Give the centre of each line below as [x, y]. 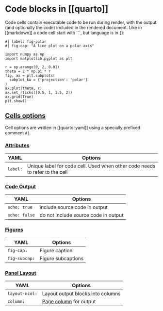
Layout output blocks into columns [81, 294]
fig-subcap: [21, 258]
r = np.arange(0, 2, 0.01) [32, 67]
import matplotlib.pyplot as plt [39, 58]
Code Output [21, 186]
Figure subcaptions [62, 258]
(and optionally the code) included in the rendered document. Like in [73, 27]
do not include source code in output [81, 215]
